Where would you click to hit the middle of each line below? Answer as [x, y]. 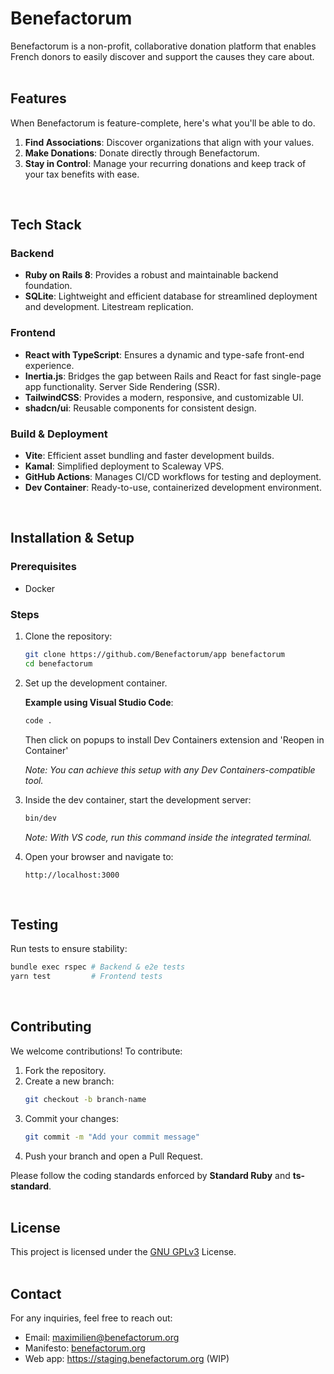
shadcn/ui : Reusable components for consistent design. [140, 408]
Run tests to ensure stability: [69, 949]
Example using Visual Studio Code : [99, 702]
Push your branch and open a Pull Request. [113, 1156]
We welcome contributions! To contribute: [96, 1051]
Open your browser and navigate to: [99, 856]
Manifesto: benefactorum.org [85, 1348]
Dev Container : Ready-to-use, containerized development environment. [173, 488]
